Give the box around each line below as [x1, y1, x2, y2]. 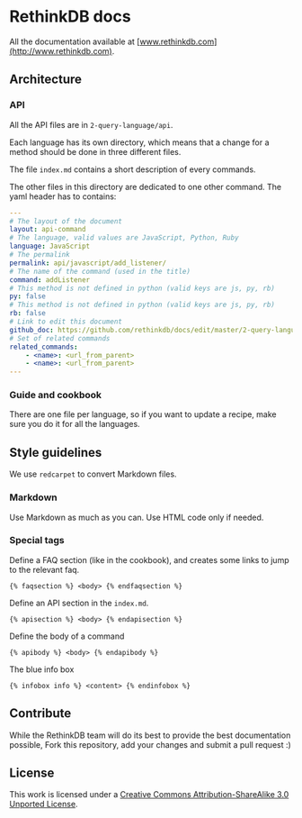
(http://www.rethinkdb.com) [9, 45, 112, 56]
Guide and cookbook [9, 389, 102, 402]
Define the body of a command [9, 631, 125, 641]
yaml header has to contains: [9, 191, 117, 202]
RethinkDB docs [9, 6, 132, 27]
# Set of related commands [9, 333, 111, 343]
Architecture [9, 72, 83, 87]
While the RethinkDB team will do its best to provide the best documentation [9, 730, 291, 741]
